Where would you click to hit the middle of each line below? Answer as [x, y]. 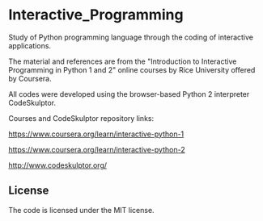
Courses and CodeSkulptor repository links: [81, 118]
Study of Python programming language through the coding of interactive [131, 37]
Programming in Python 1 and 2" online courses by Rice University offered [132, 69]
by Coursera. [30, 78]
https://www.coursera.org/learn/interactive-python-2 [97, 149]
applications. [30, 45]
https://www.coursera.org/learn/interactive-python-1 [96, 134]
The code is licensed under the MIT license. [82, 210]
